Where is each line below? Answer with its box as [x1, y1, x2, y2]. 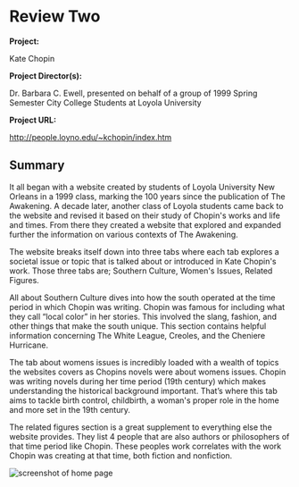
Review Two [9, 6, 101, 27]
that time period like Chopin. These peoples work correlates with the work [9, 441, 282, 451]
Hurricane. [9, 340, 49, 350]
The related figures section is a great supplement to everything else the [9, 422, 272, 432]
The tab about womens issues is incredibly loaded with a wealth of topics [9, 357, 279, 367]
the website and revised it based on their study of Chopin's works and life [9, 210, 281, 221]
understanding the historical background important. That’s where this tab [9, 385, 278, 396]
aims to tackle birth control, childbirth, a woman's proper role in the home [9, 395, 279, 406]
